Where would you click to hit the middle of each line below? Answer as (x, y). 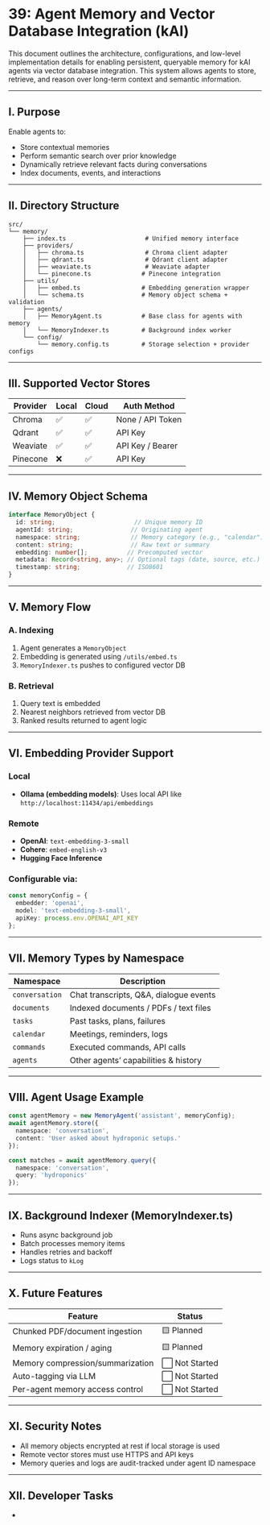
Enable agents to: (37, 131)
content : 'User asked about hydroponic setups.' (98, 1138)
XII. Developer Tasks (61, 1496)
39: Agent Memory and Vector (112, 14)
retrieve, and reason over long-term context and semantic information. (125, 79)
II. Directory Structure (64, 206)
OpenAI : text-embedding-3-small (75, 841)
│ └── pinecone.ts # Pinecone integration (122, 274)
